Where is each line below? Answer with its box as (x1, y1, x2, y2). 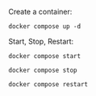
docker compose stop (8, 66, 78, 74)
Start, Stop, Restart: (8, 36, 74, 46)
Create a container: (8, 7, 73, 16)
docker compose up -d (8, 23, 81, 31)
